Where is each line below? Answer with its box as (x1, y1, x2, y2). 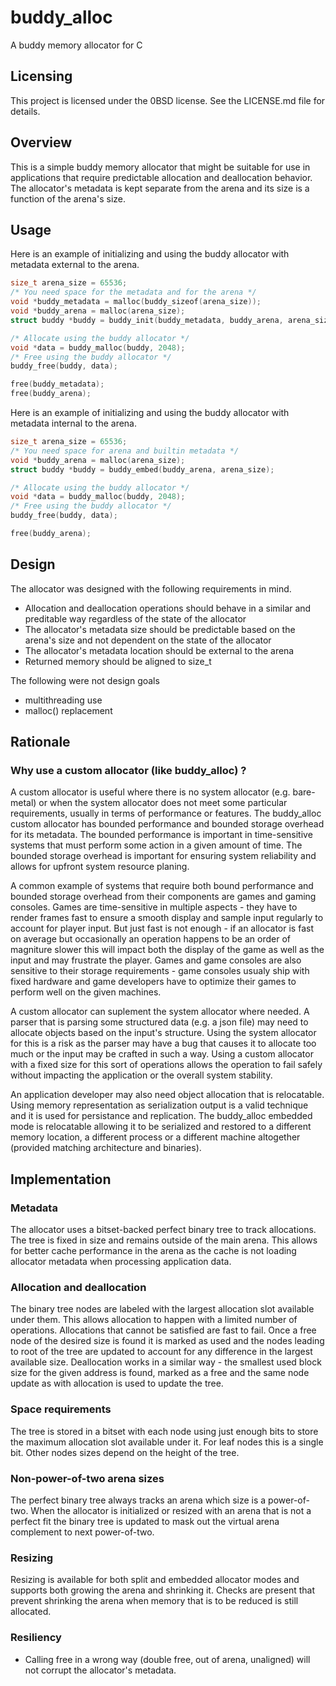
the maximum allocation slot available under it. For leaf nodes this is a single (10, 1436, 324, 1448)
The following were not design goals (10, 674, 160, 686)
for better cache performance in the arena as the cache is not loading (10, 1245, 297, 1257)
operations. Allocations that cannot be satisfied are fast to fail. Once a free (10, 1324, 317, 1336)
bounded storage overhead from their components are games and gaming (10, 891, 317, 903)
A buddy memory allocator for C (10, 39, 143, 51)
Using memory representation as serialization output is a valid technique (10, 1099, 309, 1111)
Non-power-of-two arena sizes (10, 1471, 165, 1485)
